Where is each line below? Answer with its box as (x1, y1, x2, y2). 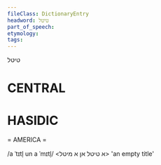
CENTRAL (7, 80, 66, 96)
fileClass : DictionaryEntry (7, 10, 90, 18)
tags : (7, 37, 23, 44)
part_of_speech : (7, 23, 55, 30)
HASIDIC (7, 112, 59, 128)
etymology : (7, 29, 39, 37)
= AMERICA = (7, 136, 47, 144)
